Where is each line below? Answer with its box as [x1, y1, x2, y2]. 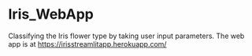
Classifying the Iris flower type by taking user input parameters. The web [8, 31, 245, 40]
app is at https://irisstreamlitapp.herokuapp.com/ [8, 39, 167, 48]
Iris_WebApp [8, 5, 94, 23]
